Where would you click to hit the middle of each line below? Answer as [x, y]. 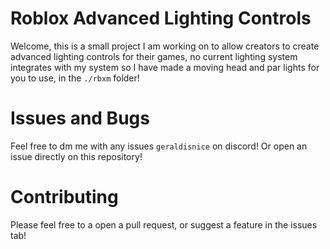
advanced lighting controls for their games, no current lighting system [154, 56]
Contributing [64, 197]
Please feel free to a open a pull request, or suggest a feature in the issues [164, 224]
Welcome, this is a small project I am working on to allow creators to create [165, 46]
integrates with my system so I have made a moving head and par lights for [165, 67]
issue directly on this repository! [76, 156]
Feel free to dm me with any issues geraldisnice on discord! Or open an [159, 146]
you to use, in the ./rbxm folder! [75, 78]
